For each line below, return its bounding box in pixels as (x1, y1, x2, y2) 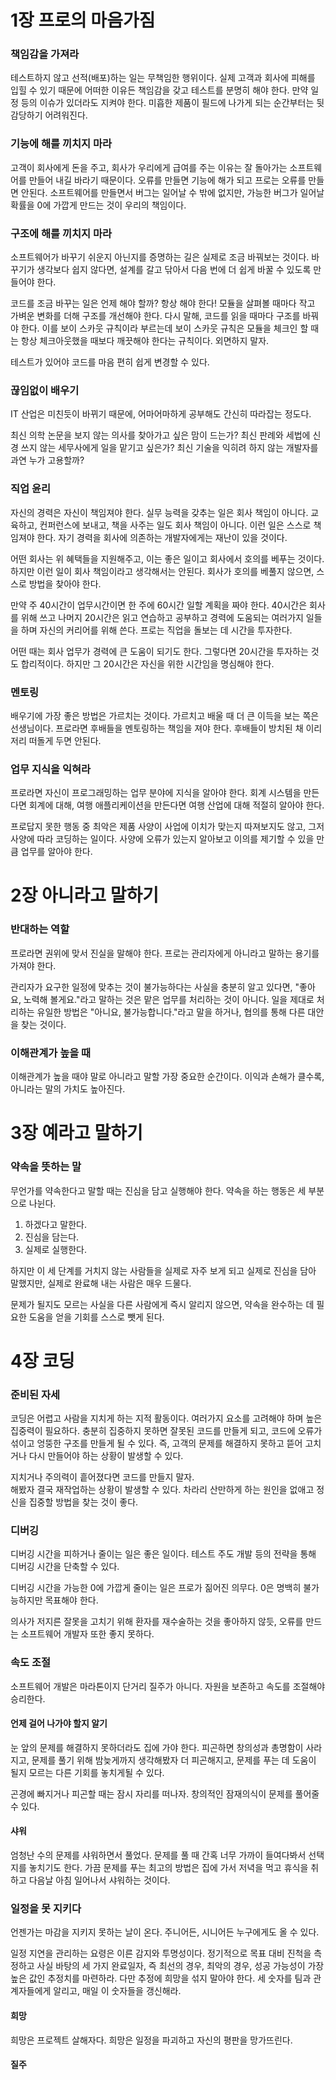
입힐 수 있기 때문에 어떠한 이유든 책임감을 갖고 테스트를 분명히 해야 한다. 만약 (10, 84, 309, 96)
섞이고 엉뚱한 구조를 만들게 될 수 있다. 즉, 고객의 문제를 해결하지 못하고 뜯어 (10, 1437, 303, 1450)
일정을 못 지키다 (10, 1901, 82, 1915)
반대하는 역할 (10, 922, 70, 936)
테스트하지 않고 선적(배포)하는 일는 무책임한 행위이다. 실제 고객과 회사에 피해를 (10, 72, 316, 84)
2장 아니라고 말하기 (10, 884, 159, 907)
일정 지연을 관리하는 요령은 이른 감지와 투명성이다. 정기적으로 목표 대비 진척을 (10, 1947, 312, 1960)
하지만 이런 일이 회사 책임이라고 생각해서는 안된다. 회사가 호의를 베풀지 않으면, (10, 565, 315, 577)
